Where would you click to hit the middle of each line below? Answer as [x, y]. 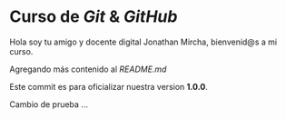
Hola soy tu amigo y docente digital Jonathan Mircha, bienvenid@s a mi [143, 42]
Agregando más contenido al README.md [88, 69]
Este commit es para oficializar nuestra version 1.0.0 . [109, 86]
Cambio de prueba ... [49, 104]
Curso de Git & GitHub [94, 17]
